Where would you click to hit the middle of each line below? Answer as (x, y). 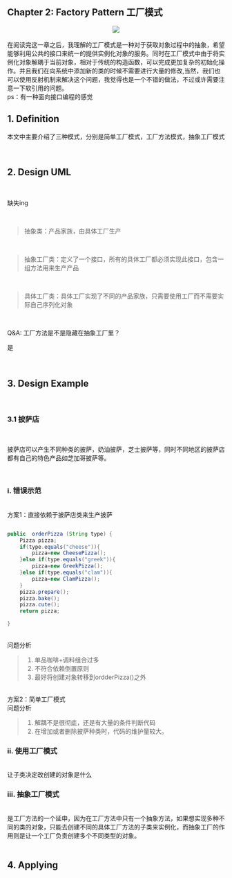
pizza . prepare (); (45, 592)
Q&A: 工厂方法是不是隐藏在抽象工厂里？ (64, 333)
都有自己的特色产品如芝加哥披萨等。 (59, 458)
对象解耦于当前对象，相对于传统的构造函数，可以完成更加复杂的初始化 (119, 62)
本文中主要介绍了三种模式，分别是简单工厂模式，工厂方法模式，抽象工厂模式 (116, 137)
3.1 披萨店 (23, 419)
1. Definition (33, 119)
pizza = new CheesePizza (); (69, 553)
